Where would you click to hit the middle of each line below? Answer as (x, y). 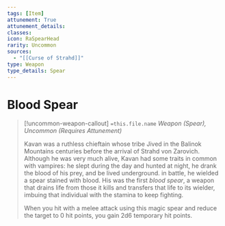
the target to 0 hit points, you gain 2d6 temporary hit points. (108, 216)
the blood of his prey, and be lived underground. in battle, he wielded (121, 173)
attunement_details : (37, 26)
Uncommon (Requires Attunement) (73, 131)
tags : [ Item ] (26, 13)
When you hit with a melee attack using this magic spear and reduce (120, 208)
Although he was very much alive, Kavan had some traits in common (120, 159)
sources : (19, 52)
